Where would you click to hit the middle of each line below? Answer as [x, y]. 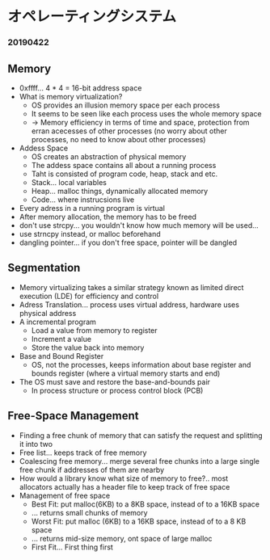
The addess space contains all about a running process [124, 165]
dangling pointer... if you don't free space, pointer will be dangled [128, 242]
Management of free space [65, 495]
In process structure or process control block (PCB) [117, 390]
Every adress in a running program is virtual [92, 208]
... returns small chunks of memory [89, 512]
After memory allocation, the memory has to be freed [108, 217]
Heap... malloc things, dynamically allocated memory [120, 191]
